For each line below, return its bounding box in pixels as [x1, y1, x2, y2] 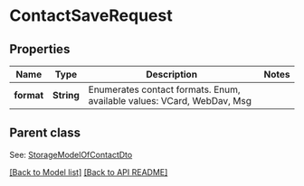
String [52, 89, 80, 101]
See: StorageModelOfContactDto [9, 149, 133, 160]
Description [146, 69, 197, 80]
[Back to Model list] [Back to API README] [9, 166, 168, 177]
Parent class [9, 126, 81, 141]
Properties [9, 42, 71, 57]
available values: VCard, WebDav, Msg [88, 95, 252, 107]
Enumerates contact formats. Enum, [88, 83, 242, 96]
